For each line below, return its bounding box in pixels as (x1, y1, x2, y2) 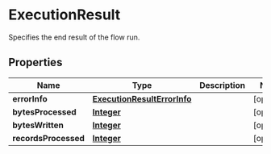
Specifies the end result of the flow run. (8, 32, 140, 42)
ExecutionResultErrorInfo (92, 93, 192, 104)
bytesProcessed (12, 106, 77, 118)
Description (198, 79, 246, 90)
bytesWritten (12, 119, 65, 131)
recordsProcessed (12, 132, 85, 144)
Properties (8, 56, 63, 69)
